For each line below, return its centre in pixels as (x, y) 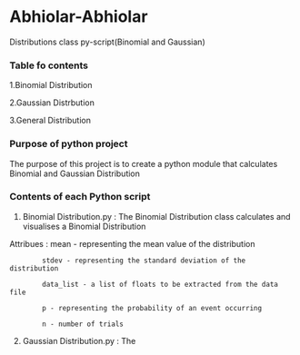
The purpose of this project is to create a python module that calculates (144, 163)
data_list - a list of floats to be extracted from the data (160, 284)
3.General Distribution (50, 121)
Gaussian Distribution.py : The (79, 340)
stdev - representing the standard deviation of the (144, 261)
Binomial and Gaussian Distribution (75, 173)
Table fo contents (49, 65)
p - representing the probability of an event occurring (152, 308)
